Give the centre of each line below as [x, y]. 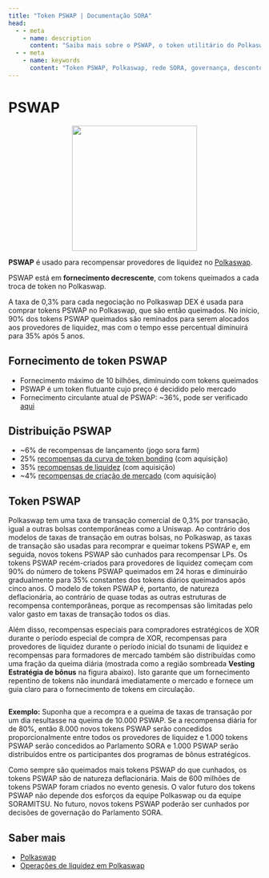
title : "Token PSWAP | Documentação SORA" [80, 16]
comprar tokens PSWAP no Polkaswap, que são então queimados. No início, [134, 310]
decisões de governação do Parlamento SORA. [86, 813]
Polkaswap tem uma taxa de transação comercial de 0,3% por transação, [129, 520]
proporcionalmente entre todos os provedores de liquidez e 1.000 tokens [128, 738]
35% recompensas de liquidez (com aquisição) [98, 467]
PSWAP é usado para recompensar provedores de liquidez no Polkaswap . [130, 262]
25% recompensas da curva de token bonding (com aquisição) [124, 459]
